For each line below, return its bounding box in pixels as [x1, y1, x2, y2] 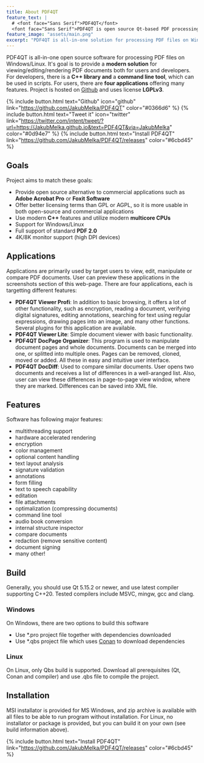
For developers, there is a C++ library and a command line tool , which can [6, 73, 194, 80]
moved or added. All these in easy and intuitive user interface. [15, 356, 171, 364]
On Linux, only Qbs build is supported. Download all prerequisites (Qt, [6, 666, 181, 674]
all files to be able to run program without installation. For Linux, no [6, 713, 174, 720]
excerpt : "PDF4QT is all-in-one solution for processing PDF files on [6, 37, 189, 43]
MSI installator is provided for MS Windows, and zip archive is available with [6, 707, 197, 714]
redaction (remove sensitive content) [15, 537, 107, 544]
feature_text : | [6, 15, 47, 21]
